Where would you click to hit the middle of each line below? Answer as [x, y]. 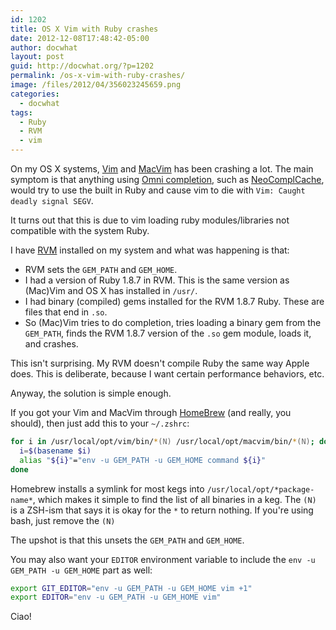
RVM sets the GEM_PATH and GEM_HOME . [101, 269]
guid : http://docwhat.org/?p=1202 [82, 66]
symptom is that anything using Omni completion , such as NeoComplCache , [167, 179]
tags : [21, 112]
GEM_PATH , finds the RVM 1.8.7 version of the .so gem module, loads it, [168, 333]
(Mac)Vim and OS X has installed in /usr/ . [111, 290]
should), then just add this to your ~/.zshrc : [100, 423]
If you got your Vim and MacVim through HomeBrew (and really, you [151, 412]
